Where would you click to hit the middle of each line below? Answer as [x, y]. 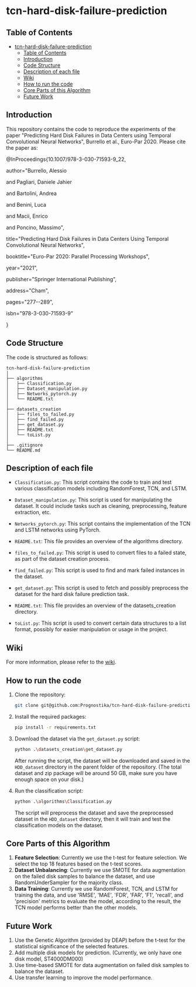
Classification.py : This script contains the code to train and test [93, 482]
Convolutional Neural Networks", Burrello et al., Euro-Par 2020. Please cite [96, 142]
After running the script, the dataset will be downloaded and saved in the [102, 760]
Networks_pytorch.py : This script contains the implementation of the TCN [102, 524]
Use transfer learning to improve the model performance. [83, 978]
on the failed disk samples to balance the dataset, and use [85, 877]
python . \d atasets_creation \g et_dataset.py [68, 749]
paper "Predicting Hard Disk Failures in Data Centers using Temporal [89, 135]
